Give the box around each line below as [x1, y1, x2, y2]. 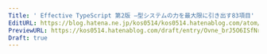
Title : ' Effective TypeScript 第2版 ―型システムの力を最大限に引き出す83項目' [8, 11, 255, 20]
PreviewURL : [8, 26, 48, 34]
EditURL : [8, 19, 37, 27]
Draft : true [8, 33, 48, 42]
